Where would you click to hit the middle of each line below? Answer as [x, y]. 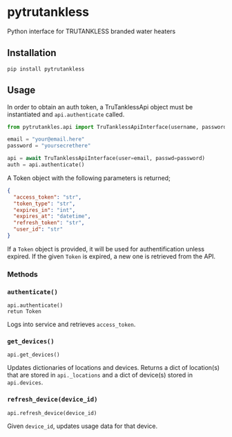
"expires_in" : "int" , [45, 210]
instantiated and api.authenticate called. [66, 114]
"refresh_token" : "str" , [49, 223]
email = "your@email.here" [46, 139]
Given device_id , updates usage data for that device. [83, 426]
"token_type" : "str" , [45, 204]
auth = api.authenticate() [46, 165]
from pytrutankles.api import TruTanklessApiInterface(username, [103, 127]
